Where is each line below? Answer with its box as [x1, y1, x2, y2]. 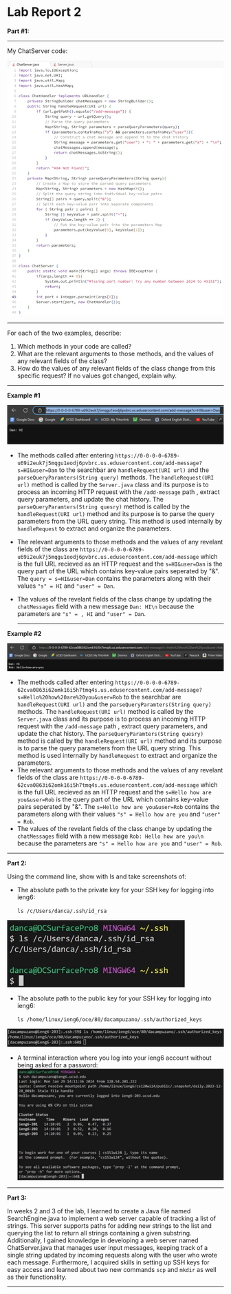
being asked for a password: [16, 1060, 98, 1069]
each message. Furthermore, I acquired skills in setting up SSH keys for [7, 1258, 210, 1266]
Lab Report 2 [7, 4, 82, 20]
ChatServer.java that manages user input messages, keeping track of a [7, 1244, 208, 1252]
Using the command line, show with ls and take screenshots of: [7, 872, 187, 881]
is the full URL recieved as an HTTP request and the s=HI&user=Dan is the [16, 559, 223, 568]
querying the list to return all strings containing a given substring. [7, 1229, 192, 1237]
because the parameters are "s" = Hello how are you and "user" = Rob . [16, 839, 223, 848]
